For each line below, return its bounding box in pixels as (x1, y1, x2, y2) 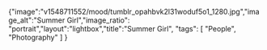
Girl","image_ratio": (66, 15, 130, 25)
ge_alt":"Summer (8, 15, 66, 25)
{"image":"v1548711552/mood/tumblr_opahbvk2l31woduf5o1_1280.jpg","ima (8, 7, 261, 16)
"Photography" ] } (8, 32, 68, 42)
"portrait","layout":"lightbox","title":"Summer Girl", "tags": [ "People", (8, 24, 236, 33)
